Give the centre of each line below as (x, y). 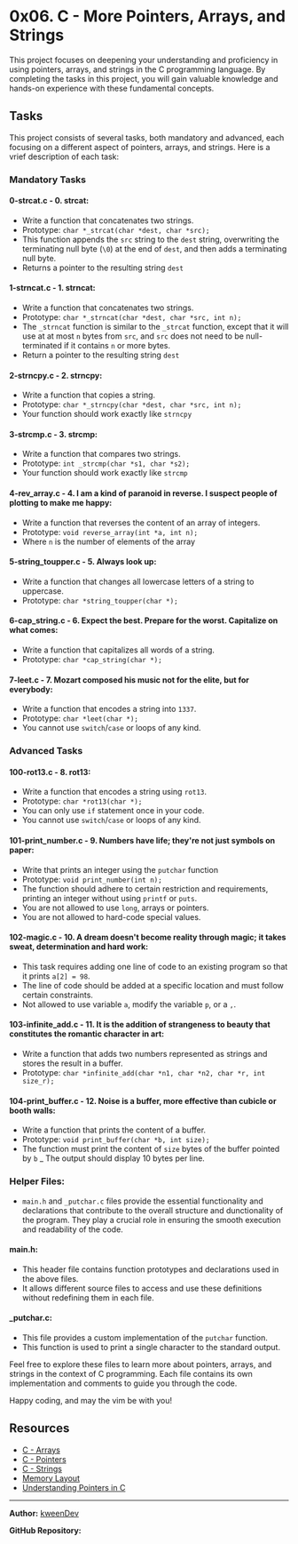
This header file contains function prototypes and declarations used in (150, 1269)
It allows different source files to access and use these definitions (142, 1288)
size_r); (38, 1082)
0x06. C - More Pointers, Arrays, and (148, 16)
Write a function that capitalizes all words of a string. (118, 650)
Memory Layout (51, 1478)
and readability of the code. (73, 1229)
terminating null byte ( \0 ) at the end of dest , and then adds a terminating (154, 248)
